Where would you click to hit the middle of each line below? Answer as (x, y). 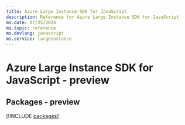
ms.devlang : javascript (35, 33)
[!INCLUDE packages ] (32, 116)
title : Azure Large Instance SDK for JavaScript (66, 11)
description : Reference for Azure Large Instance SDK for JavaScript (93, 17)
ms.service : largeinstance (39, 39)
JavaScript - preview (58, 80)
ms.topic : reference (31, 28)
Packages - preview (43, 102)
